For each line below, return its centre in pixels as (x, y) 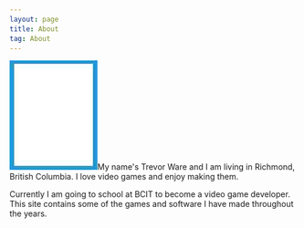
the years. (28, 213)
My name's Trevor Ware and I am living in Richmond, (196, 167)
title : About (34, 29)
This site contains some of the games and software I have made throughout (152, 204)
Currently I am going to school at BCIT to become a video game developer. (150, 194)
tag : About (30, 38)
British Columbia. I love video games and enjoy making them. (124, 177)
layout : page (34, 19)
